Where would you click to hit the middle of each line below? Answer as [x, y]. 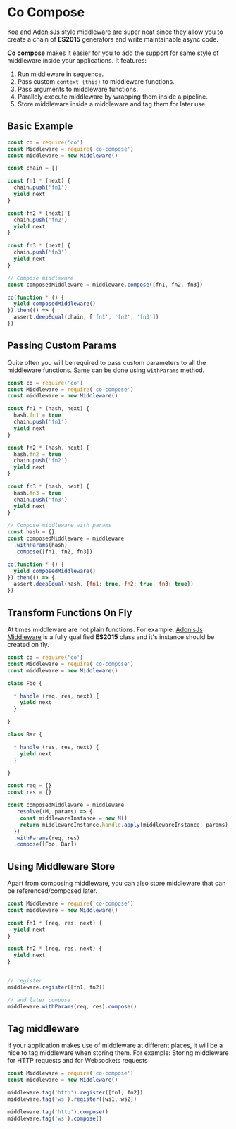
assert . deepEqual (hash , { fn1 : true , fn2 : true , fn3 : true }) [104, 584]
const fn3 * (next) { [39, 246]
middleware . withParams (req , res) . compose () [72, 1006]
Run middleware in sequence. [61, 74]
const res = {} [30, 792]
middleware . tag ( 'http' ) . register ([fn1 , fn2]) [75, 1093]
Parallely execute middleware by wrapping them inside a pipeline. [112, 97]
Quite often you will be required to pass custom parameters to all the [107, 362]
